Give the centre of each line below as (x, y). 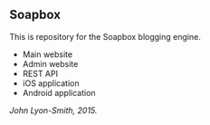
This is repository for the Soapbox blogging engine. (105, 36)
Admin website (50, 63)
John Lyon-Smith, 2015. (53, 110)
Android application (59, 92)
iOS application (51, 83)
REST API (40, 73)
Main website (48, 54)
